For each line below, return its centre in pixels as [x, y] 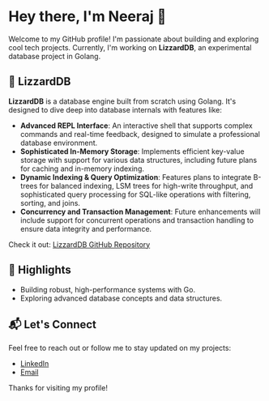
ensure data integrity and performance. [86, 228]
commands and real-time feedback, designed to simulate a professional [140, 134]
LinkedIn [34, 364]
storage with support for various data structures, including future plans [139, 160]
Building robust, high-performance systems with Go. [108, 289]
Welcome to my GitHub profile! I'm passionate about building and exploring [134, 39]
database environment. [59, 143]
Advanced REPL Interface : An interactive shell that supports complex [136, 126]
